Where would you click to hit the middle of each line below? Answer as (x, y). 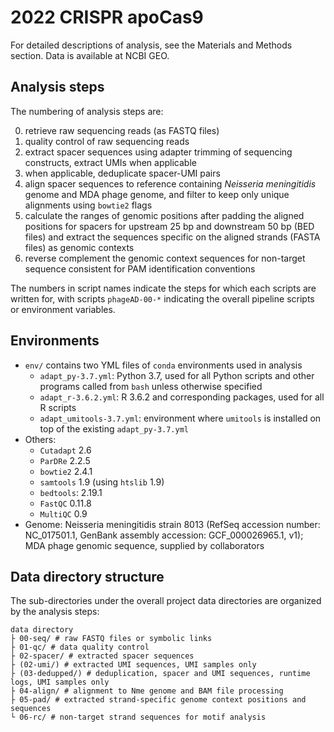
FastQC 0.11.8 (65, 503)
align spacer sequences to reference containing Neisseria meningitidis (170, 183)
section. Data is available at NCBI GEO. (90, 55)
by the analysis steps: (55, 612)
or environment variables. (63, 309)
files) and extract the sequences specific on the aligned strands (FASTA (172, 237)
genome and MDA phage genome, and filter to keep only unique (157, 194)
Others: (40, 439)
